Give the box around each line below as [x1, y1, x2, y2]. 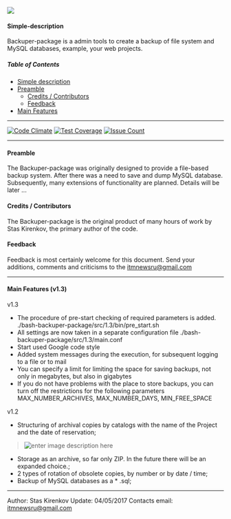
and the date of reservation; [16, 427, 96, 436]
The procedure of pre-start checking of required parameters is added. [16, 313, 217, 321]
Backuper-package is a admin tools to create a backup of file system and [7, 37, 214, 45]
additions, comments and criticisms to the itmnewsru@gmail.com [7, 262, 192, 271]
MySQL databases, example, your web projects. [7, 45, 143, 53]
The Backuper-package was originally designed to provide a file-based [7, 164, 209, 172]
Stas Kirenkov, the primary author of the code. [7, 224, 139, 233]
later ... [7, 186, 27, 194]
